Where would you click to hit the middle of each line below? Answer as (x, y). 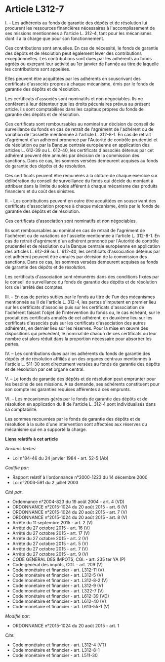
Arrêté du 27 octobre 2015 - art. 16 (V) (51, 528)
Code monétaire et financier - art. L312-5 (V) (58, 575)
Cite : (10, 635)
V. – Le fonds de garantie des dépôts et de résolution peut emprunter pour (81, 379)
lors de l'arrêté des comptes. (35, 287)
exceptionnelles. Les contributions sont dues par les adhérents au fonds (79, 58)
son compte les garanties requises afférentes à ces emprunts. (68, 389)
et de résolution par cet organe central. (45, 369)
